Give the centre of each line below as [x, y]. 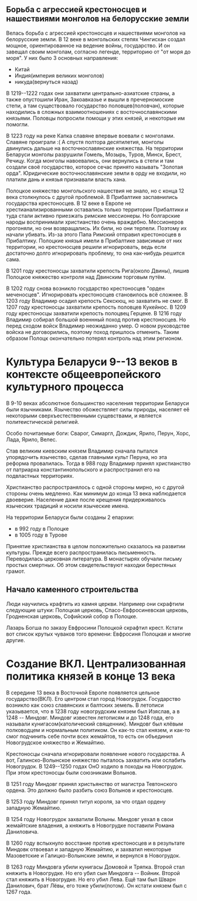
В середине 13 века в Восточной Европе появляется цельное [83, 693]
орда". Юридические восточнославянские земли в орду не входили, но [96, 173]
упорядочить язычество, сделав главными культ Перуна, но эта [86, 457]
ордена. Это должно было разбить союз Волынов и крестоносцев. [90, 790]
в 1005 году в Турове [41, 535]
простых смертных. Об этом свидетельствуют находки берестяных [91, 565]
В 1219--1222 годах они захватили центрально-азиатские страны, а [91, 93]
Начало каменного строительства [72, 590]
